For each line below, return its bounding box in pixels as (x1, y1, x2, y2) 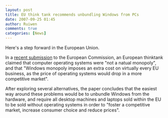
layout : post (5, 7, 33, 13)
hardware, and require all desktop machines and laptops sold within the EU (5, 96, 161, 102)
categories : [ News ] (5, 31, 47, 36)
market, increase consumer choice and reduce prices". (5, 107, 120, 113)
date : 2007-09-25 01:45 (5, 17, 56, 22)
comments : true (5, 26, 37, 31)
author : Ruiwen (5, 21, 37, 27)
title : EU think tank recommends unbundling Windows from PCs (5, 12, 139, 17)
